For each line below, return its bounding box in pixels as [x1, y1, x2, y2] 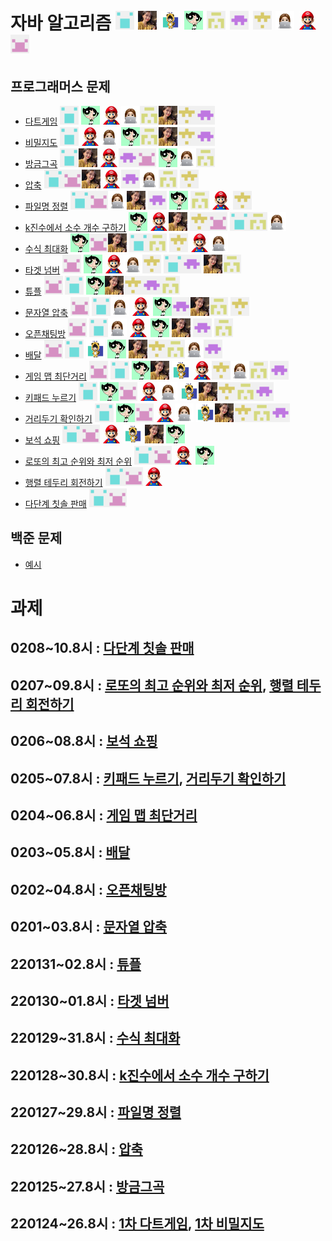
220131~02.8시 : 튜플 [10, 955, 142, 973]
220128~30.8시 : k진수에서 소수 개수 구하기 [10, 1067, 270, 1084]
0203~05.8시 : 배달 [10, 844, 131, 861]
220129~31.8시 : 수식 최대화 [10, 1030, 181, 1047]
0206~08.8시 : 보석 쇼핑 [10, 733, 158, 750]
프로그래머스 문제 [10, 78, 111, 95]
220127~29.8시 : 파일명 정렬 [10, 1104, 182, 1121]
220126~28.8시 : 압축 [10, 1141, 143, 1158]
